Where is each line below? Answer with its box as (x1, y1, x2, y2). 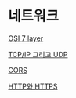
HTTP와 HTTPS (8, 82, 58, 91)
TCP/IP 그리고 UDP (8, 49, 68, 59)
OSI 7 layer (8, 33, 44, 43)
